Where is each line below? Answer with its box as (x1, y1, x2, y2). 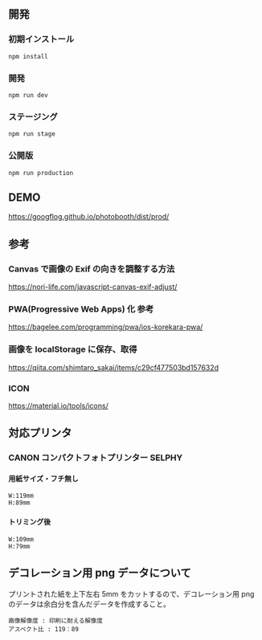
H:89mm (8, 499, 31, 508)
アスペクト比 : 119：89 (8, 625, 79, 633)
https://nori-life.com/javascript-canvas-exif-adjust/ (8, 282, 178, 291)
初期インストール (8, 34, 75, 45)
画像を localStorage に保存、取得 (8, 344, 137, 355)
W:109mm (8, 535, 35, 544)
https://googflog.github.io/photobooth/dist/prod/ (8, 212, 170, 222)
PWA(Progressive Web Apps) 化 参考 (8, 304, 154, 315)
